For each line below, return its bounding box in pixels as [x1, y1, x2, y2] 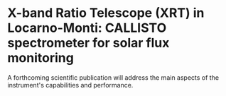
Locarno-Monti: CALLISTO [7, 20, 167, 36]
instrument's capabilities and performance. [7, 80, 134, 89]
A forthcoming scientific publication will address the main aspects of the [7, 73, 219, 82]
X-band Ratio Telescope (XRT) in [7, 5, 205, 21]
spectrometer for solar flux [7, 35, 170, 51]
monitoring [7, 50, 75, 66]
